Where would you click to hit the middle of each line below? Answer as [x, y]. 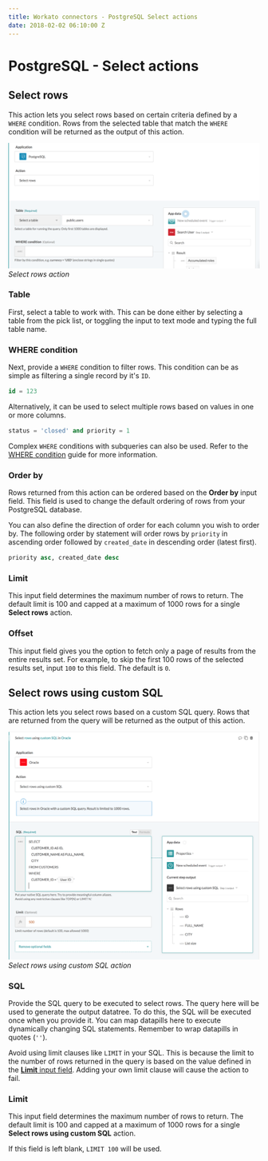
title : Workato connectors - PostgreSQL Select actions [103, 17]
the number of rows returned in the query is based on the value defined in [130, 1061]
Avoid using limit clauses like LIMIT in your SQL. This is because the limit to [131, 1053]
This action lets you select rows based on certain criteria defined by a [123, 114]
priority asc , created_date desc [64, 558]
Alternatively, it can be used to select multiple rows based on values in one [131, 406]
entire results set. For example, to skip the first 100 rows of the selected [126, 659]
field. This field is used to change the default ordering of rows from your [127, 501]
